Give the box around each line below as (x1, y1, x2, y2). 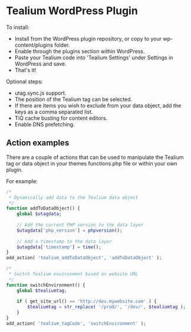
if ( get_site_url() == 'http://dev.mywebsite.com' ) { (17, 298, 157, 305)
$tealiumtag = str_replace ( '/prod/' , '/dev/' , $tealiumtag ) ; (27, 304, 186, 310)
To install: (6, 24, 29, 31)
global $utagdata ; (17, 211, 62, 217)
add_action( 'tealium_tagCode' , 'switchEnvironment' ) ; (6, 320, 146, 326)
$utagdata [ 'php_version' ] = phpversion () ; (17, 227, 123, 233)
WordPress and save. (14, 60, 67, 67)
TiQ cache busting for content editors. (14, 114, 108, 122)
